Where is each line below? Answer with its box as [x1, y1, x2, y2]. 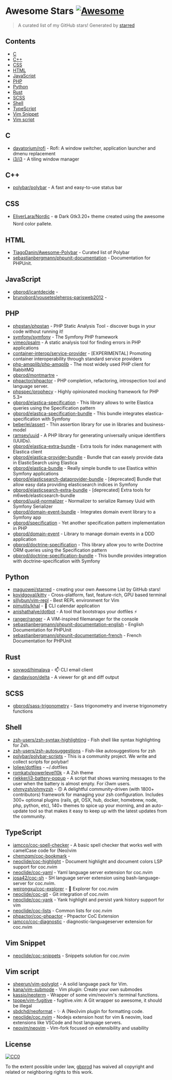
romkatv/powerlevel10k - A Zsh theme [12, 769, 93, 775]
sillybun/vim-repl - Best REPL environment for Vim [12, 597, 120, 604]
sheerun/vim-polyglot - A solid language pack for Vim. [12, 981, 128, 987]
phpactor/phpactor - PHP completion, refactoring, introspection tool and [12, 377, 166, 383]
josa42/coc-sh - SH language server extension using [12, 875, 125, 881]
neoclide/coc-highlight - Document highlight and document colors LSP [12, 858, 163, 864]
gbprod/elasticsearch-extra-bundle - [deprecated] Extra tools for [12, 487, 151, 493]
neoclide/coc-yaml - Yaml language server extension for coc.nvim [12, 869, 153, 875]
